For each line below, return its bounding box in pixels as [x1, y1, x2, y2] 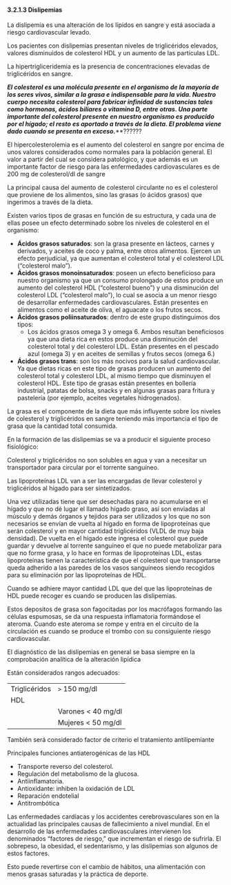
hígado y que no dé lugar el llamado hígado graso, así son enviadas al [7, 505, 205, 513]
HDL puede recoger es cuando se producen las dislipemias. [7, 592, 177, 600]
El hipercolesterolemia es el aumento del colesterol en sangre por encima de [7, 140, 225, 149]
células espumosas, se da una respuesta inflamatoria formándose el [7, 613, 201, 621]
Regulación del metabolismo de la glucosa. [17, 770, 139, 778]
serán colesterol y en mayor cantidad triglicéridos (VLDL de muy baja [7, 527, 204, 535]
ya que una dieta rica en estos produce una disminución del [27, 335, 198, 344]
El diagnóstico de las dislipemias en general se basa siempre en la [7, 648, 195, 656]
